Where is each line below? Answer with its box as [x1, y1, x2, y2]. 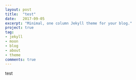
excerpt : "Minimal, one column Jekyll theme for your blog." [5, 20, 133, 26]
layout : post [5, 7, 32, 12]
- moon [5, 39, 19, 44]
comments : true [5, 57, 36, 62]
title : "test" [5, 12, 36, 17]
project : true [5, 25, 34, 30]
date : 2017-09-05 [5, 16, 45, 21]
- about [5, 48, 21, 53]
